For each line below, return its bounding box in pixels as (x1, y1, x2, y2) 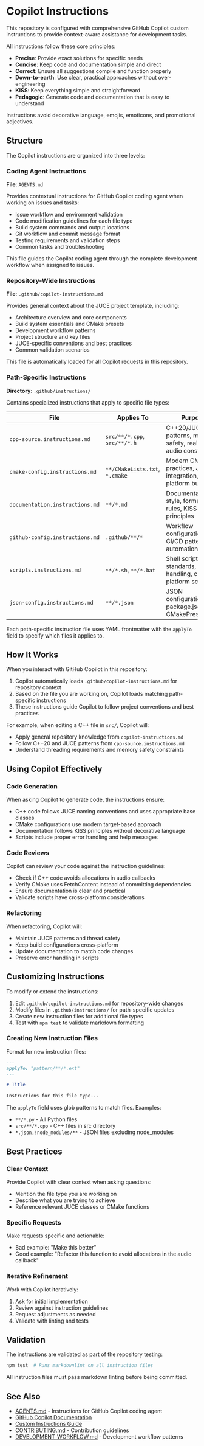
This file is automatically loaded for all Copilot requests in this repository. (6, 358, 188, 366)
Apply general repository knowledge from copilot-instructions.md (15, 733, 184, 740)
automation (166, 544, 199, 553)
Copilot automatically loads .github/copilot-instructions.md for (15, 677, 178, 685)
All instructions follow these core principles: (6, 43, 116, 50)
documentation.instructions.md (9, 501, 100, 508)
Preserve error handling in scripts (15, 954, 99, 961)
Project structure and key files (15, 333, 90, 341)
